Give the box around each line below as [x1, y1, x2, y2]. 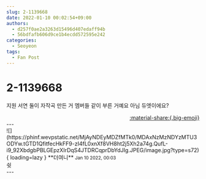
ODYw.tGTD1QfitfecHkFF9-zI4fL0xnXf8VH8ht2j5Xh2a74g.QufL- [6, 140, 169, 147]
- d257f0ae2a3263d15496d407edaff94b [12, 26, 105, 32]
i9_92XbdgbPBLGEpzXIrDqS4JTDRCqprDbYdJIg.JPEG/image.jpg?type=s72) [6, 146, 199, 153]
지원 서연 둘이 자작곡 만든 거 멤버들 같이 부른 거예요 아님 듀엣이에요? [6, 101, 169, 109]
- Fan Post [12, 54, 40, 60]
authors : [6, 20, 29, 26]
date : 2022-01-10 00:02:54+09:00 [6, 15, 92, 21]
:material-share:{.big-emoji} [129, 114, 200, 121]
